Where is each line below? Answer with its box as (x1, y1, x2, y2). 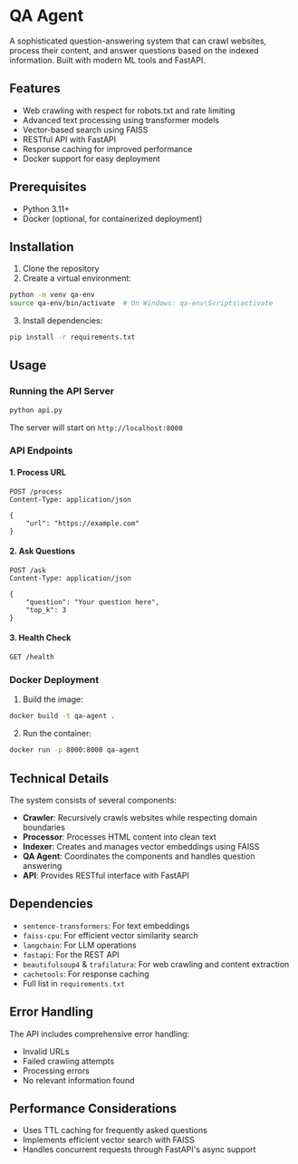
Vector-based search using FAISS (22, 124, 149, 135)
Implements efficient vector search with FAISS (22, 1134, 195, 1146)
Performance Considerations (9, 1101, 177, 1116)
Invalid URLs (22, 1045, 70, 1056)
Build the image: (22, 694, 83, 705)
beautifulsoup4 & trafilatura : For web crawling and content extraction (22, 958, 290, 969)
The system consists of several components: (9, 794, 177, 805)
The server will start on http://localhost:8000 (9, 422, 183, 433)
